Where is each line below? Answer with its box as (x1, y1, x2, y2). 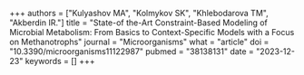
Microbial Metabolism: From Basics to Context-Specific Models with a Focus (9, 27, 295, 37)
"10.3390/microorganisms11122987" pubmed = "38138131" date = (9, 46, 254, 57)
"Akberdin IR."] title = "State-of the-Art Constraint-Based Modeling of (9, 17, 268, 28)
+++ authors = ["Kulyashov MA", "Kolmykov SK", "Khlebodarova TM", (9, 8, 270, 18)
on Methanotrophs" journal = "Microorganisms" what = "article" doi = (9, 36, 270, 47)
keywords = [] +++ (25, 56, 95, 66)
